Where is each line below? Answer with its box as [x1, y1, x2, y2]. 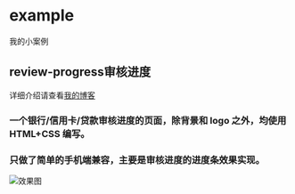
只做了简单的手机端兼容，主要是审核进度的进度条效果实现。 [9, 153, 266, 166]
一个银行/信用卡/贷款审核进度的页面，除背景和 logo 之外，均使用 [9, 114, 287, 126]
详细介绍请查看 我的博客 [9, 90, 95, 101]
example [9, 5, 75, 26]
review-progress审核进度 [9, 64, 152, 80]
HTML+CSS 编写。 [9, 127, 91, 140]
